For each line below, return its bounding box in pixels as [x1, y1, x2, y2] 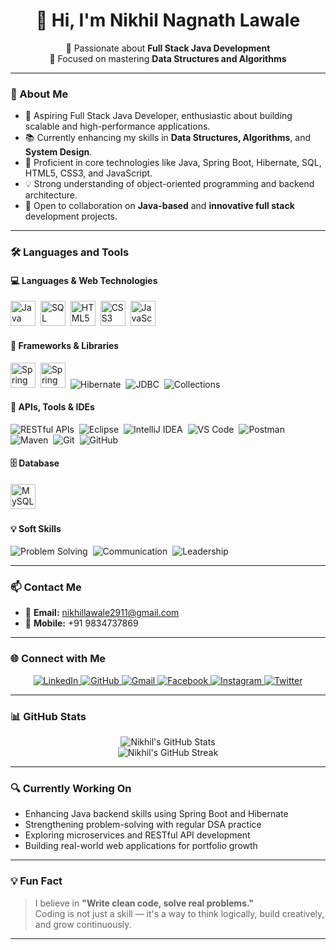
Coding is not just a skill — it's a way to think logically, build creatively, [34, 907, 325, 919]
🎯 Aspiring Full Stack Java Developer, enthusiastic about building [24, 110, 293, 122]
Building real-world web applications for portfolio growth [24, 840, 258, 852]
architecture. [24, 189, 78, 201]
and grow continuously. [34, 918, 132, 930]
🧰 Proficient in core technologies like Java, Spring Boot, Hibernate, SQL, [24, 157, 322, 169]
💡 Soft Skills [10, 522, 62, 534]
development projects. [24, 210, 118, 223]
